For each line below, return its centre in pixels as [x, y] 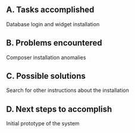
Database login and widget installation [53, 24]
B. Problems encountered [54, 43]
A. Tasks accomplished [50, 10]
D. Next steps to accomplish [59, 109]
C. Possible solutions [46, 76]
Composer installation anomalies [46, 57]
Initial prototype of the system [43, 123]
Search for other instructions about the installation [67, 90]
